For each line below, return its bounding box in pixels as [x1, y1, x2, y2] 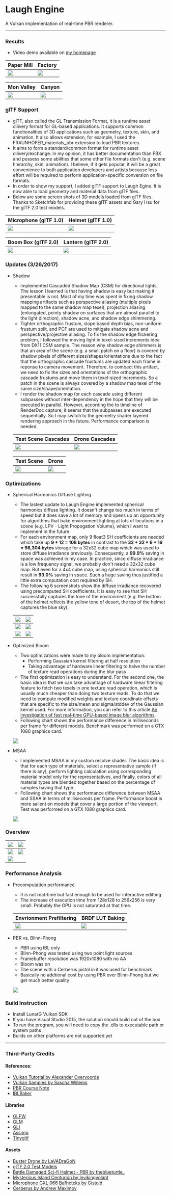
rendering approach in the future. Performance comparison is [20, 418, 150, 424]
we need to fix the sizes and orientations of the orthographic [20, 369, 148, 375]
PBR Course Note [12, 1085, 50, 1091]
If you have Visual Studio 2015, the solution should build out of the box [12, 1017, 160, 1023]
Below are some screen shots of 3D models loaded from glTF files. [12, 194, 153, 200]
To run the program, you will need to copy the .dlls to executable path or [12, 1022, 164, 1028]
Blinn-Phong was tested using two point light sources [20, 950, 132, 956]
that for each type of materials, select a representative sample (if [20, 763, 157, 769]
